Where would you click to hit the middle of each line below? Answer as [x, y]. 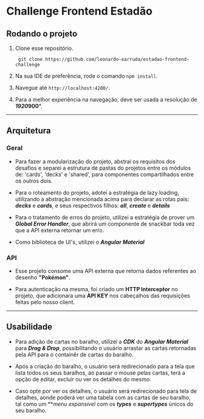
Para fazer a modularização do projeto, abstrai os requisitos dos [95, 161]
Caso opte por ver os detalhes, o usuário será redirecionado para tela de [106, 391]
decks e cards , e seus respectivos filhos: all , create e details [92, 206]
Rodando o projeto [42, 34]
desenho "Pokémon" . [42, 277]
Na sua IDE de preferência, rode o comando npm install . [86, 76]
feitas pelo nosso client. [45, 302]
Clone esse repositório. [44, 48]
